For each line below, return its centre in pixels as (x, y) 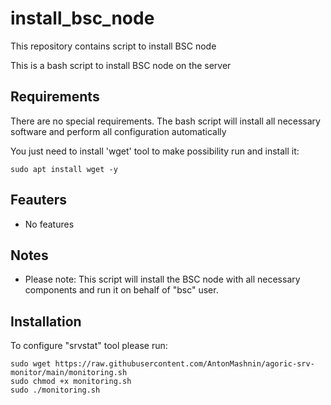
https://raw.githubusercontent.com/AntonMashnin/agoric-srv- (184, 364)
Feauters (39, 200)
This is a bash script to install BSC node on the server (121, 65)
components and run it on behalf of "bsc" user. (121, 290)
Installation (46, 321)
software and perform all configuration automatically (118, 131)
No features (49, 224)
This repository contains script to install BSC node (113, 46)
